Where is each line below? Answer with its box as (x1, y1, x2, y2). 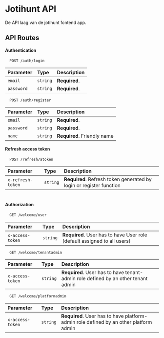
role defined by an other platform (76, 318, 152, 325)
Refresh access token (5, 146, 50, 152)
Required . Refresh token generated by (64, 176, 152, 183)
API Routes (5, 34, 40, 42)
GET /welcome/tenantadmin (9, 250, 62, 255)
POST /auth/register (9, 98, 51, 103)
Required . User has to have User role (62, 231, 147, 238)
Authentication (5, 47, 37, 53)
